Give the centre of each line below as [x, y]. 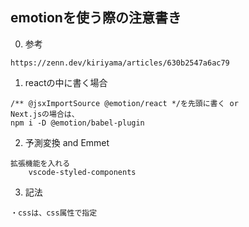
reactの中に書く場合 [66, 82]
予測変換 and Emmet [67, 142]
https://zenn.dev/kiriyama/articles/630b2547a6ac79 [120, 63]
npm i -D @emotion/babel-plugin [77, 123]
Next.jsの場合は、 [45, 114]
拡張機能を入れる [40, 163]
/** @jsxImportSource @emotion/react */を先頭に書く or [124, 103]
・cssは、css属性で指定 [54, 213]
